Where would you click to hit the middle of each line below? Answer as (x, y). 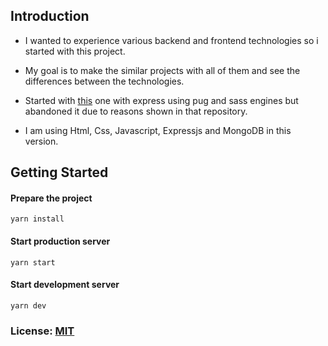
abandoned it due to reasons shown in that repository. (136, 111)
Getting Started (59, 172)
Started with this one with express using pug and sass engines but (161, 100)
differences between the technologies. (104, 81)
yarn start (33, 262)
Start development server (65, 285)
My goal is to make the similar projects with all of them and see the (162, 70)
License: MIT (42, 331)
